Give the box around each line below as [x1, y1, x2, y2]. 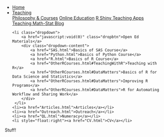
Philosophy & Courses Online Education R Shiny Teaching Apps [12, 15, 144, 21]
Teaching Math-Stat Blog [12, 20, 64, 26]
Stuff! [5, 127, 16, 133]
